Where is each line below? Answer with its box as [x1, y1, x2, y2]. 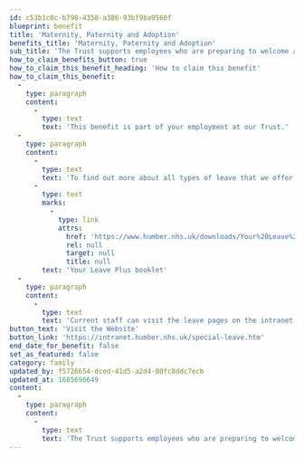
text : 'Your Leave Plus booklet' [42, 266, 168, 275]
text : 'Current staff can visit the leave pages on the [42, 316, 257, 326]
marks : [42, 198, 67, 208]
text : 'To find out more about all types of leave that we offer [42, 173, 294, 182]
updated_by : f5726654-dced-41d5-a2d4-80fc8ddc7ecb [9, 367, 204, 376]
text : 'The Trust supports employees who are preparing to [42, 433, 270, 443]
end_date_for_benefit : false [9, 341, 119, 350]
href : [66, 232, 88, 241]
